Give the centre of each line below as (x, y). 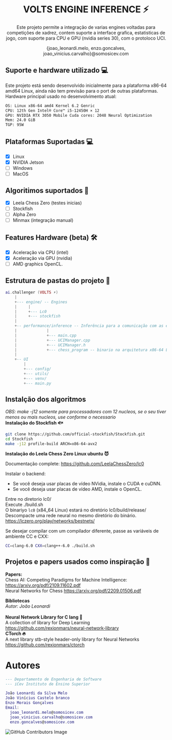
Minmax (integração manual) (43, 220)
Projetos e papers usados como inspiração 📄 (78, 562)
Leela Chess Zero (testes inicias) (47, 203)
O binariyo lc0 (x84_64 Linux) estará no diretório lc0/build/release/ (76, 510)
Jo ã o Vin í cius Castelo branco (38, 698)
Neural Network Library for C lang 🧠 (44, 617)
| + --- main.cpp (46, 335)
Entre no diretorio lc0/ (28, 499)
